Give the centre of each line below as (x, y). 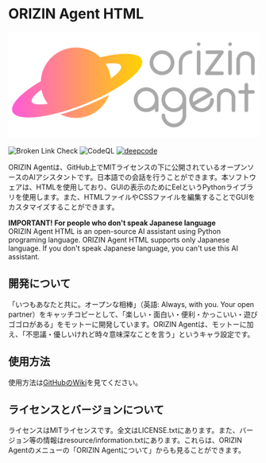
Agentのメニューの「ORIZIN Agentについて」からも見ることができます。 (127, 450)
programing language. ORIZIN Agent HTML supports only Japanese (119, 240)
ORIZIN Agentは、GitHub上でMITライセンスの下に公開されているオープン (128, 167)
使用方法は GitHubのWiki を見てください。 (75, 382)
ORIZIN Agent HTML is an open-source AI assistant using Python (114, 231)
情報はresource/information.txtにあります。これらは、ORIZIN (142, 440)
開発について (40, 284)
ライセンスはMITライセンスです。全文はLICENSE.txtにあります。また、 (124, 430)
